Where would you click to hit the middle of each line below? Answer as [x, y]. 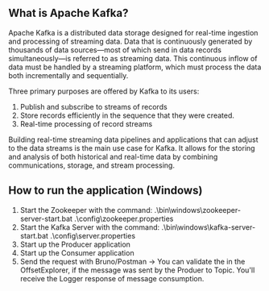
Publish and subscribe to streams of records [93, 106]
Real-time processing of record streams [86, 123]
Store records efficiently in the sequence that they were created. [127, 115]
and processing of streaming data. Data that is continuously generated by [130, 41]
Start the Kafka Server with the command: [90, 227]
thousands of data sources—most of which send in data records [115, 50]
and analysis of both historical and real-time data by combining [113, 156]
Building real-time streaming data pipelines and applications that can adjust [133, 139]
